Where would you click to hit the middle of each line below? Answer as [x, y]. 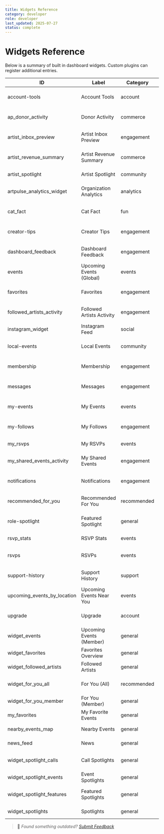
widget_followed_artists [35, 667]
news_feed [20, 743]
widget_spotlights [28, 812]
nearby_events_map [31, 729]
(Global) [91, 278]
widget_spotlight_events [35, 777]
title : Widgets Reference [31, 10]
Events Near [95, 596]
